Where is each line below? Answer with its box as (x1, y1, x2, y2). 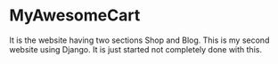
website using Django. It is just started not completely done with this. (9, 44, 263, 54)
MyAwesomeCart (9, 5, 141, 26)
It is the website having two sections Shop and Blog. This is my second (9, 35, 270, 45)
